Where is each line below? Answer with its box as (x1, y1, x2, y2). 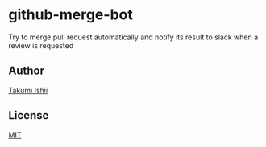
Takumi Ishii (8, 85, 48, 95)
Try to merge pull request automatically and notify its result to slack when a (8, 32, 259, 42)
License (8, 108, 49, 122)
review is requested (8, 40, 74, 50)
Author (8, 64, 44, 78)
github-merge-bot (8, 6, 133, 24)
